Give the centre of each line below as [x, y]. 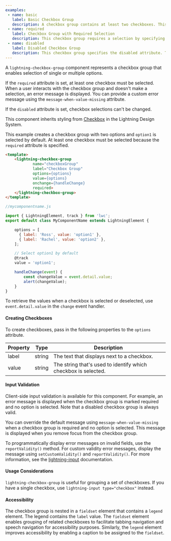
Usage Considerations [29, 471]
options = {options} [52, 174]
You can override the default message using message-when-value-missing [82, 422]
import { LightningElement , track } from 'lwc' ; [58, 216]
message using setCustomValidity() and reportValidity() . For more [78, 454]
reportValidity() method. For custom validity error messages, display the [83, 448]
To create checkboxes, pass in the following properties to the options [78, 329]
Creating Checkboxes [29, 318]
